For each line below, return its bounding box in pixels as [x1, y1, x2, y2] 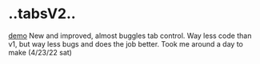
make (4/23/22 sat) [8, 47, 72, 57]
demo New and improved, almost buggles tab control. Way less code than [8, 31, 252, 40]
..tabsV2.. [8, 5, 76, 23]
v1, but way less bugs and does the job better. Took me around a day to [8, 39, 244, 48]
